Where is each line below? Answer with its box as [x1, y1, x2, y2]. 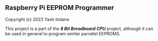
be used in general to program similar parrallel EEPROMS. [5, 31, 121, 36]
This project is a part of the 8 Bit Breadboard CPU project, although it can [5, 26, 154, 31]
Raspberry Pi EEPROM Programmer [5, 4, 115, 12]
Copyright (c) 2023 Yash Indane [5, 16, 70, 22]
